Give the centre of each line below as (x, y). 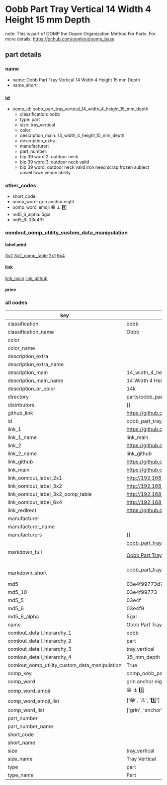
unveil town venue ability (45, 172)
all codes (16, 303)
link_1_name (22, 437)
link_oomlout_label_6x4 (35, 502)
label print (16, 244)
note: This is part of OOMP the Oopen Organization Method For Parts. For (80, 33)
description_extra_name (36, 365)
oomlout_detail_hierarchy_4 (40, 657)
